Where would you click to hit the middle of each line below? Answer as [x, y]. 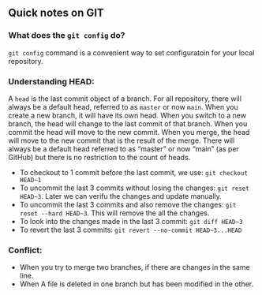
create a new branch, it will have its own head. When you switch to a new [127, 115]
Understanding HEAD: [51, 81]
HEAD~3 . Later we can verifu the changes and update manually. [121, 196]
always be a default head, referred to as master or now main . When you [123, 106]
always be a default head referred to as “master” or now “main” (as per [124, 148]
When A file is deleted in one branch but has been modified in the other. [137, 284]
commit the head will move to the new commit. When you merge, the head [129, 132]
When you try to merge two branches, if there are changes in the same [135, 267]
